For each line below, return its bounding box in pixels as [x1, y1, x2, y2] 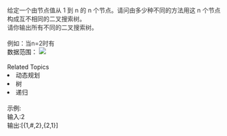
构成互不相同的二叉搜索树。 [7, 15, 86, 23]
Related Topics [7, 63, 50, 71]
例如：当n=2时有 [7, 39, 55, 47]
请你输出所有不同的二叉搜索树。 [7, 23, 98, 32]
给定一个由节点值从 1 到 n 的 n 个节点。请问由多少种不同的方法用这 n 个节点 [7, 6, 221, 14]
